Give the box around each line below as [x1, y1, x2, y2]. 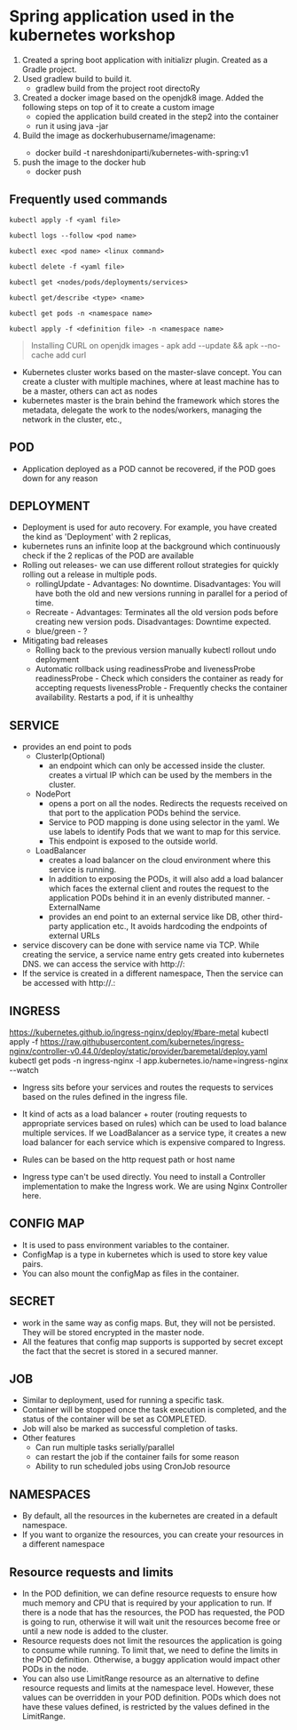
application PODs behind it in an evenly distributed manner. [48, 893, 265, 903]
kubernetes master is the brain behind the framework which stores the [21, 395, 280, 405]
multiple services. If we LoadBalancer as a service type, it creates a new [21, 1127, 287, 1138]
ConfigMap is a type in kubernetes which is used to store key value [21, 1249, 269, 1260]
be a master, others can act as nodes [21, 385, 158, 396]
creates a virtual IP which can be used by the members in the [48, 770, 273, 781]
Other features [21, 1433, 76, 1444]
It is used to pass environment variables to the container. [21, 1239, 230, 1250]
